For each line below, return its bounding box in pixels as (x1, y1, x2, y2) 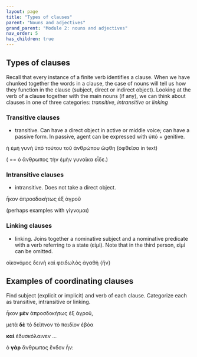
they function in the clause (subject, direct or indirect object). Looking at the (6, 86, 191, 93)
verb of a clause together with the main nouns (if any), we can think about (6, 92, 186, 99)
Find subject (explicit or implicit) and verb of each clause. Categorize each (6, 292, 187, 299)
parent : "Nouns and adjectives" (6, 19, 86, 25)
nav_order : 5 (6, 31, 38, 37)
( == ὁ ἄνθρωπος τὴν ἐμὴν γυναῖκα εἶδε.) (6, 156, 108, 163)
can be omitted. (14, 247, 53, 254)
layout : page (6, 8, 38, 15)
